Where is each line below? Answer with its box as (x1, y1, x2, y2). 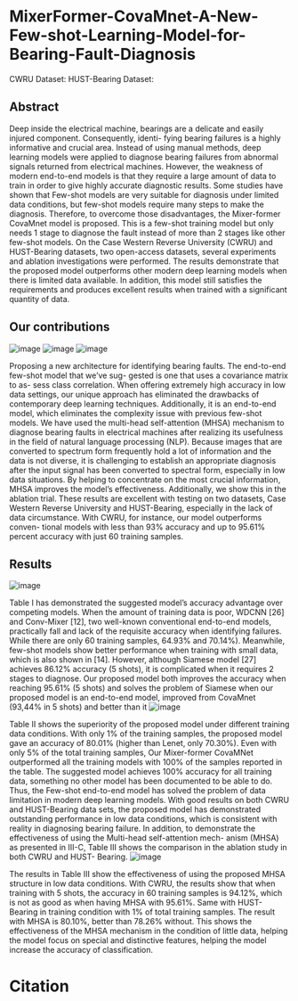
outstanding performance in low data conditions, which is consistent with (9, 814, 278, 825)
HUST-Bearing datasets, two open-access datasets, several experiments (9, 246, 277, 257)
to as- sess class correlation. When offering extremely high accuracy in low (9, 379, 286, 390)
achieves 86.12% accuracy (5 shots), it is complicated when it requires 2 (9, 664, 274, 675)
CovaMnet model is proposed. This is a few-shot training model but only (9, 217, 274, 228)
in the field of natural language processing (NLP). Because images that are (9, 436, 283, 447)
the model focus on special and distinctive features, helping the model (9, 935, 267, 946)
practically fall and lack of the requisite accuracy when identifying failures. (9, 626, 282, 636)
